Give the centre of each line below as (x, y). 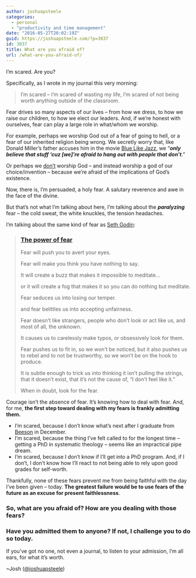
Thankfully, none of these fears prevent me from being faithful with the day (97, 480)
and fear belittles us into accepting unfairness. (76, 309)
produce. (31, 362)
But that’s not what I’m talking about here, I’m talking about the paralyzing (96, 207)
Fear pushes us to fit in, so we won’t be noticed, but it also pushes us (104, 349)
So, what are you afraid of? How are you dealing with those (91, 508)
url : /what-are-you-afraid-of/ (44, 55)
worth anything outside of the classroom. (70, 101)
